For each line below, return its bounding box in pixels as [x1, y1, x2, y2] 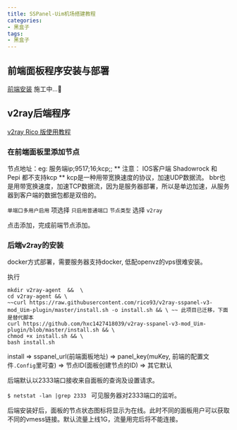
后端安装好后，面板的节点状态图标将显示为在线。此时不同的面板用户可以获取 [7, 406, 230, 414]
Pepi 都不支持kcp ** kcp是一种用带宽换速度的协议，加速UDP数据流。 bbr [7, 173, 220, 182]
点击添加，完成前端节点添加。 [7, 221, 94, 230]
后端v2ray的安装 [7, 240, 64, 250]
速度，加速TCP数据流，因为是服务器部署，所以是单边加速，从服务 [37, 182, 230, 191]
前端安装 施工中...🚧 [7, 84, 62, 93]
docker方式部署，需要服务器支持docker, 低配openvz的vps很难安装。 [7, 257, 207, 266]
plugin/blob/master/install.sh [7, 327, 99, 334]
